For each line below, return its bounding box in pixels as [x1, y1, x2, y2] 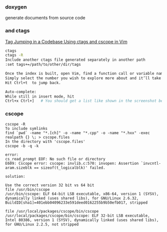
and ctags [5, 27, 30, 34]
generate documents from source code [5, 15, 85, 21]
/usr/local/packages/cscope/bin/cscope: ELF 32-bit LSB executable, [5, 213, 150, 218]
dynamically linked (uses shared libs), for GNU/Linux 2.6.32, [5, 196, 139, 201]
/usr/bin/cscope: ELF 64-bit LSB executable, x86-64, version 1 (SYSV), [5, 191, 159, 196]
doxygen [5, 3, 27, 10]
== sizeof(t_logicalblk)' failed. [34, 165, 106, 170]
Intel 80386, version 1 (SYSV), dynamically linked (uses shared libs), [5, 218, 159, 223]
